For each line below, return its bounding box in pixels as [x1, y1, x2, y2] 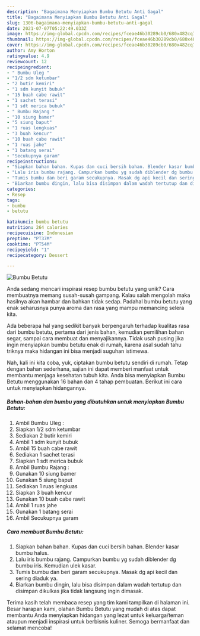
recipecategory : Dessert [7, 252, 68, 258]
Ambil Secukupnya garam [15, 514, 79, 522]
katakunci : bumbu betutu [7, 219, 68, 225]
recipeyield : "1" [7, 247, 50, 253]
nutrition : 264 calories [7, 225, 68, 231]
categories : [7, 186, 36, 192]
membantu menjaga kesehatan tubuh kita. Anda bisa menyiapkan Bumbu [7, 372, 186, 379]
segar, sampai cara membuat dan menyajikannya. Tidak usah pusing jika [7, 335, 184, 342]
